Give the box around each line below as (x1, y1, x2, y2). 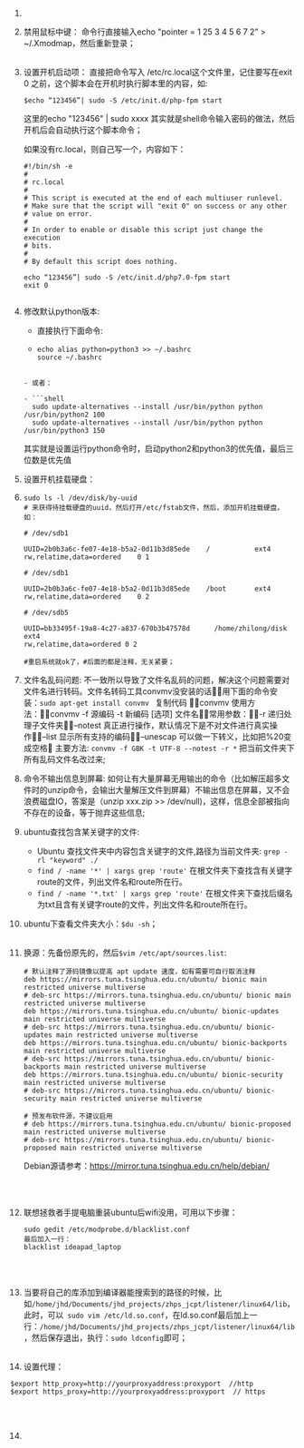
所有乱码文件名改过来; (23, 754, 107, 765)
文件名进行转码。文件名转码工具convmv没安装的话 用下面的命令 (23, 686, 271, 697)
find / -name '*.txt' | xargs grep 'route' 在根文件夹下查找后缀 (36, 888, 286, 898)
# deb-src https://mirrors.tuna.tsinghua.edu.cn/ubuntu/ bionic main (23, 991, 292, 1000)
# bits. (23, 241, 52, 250)
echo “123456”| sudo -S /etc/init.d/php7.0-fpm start (23, 273, 231, 282)
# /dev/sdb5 (23, 608, 69, 617)
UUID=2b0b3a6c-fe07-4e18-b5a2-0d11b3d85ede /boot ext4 (23, 584, 271, 593)
